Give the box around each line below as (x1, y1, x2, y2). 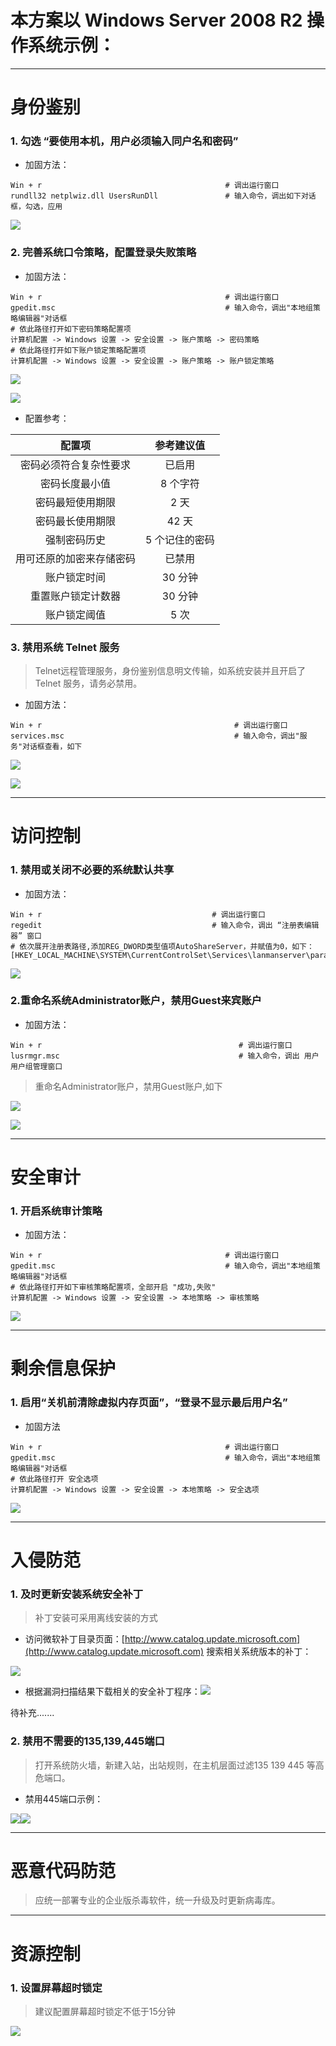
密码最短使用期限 (35, 495, 117, 509)
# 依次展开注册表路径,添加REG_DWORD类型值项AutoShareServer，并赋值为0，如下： (10, 941, 315, 951)
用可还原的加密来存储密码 (15, 551, 137, 565)
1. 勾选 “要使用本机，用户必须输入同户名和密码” (10, 134, 239, 148)
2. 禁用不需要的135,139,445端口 (10, 1734, 165, 1748)
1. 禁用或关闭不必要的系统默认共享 (10, 863, 175, 877)
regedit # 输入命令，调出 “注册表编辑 (10, 920, 320, 930)
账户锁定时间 (45, 570, 107, 584)
